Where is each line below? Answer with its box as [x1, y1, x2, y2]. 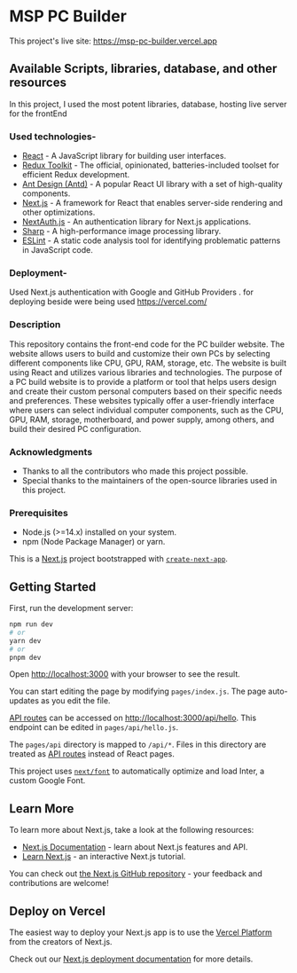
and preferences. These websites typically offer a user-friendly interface [9, 395, 275, 405]
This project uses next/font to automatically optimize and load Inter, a [9, 765, 265, 777]
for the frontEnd [9, 108, 68, 119]
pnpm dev [9, 653, 42, 662]
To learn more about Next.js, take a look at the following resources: [9, 825, 254, 836]
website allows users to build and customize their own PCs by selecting [9, 348, 270, 358]
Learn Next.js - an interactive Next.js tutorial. [21, 851, 186, 862]
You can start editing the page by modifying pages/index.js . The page [9, 686, 267, 697]
